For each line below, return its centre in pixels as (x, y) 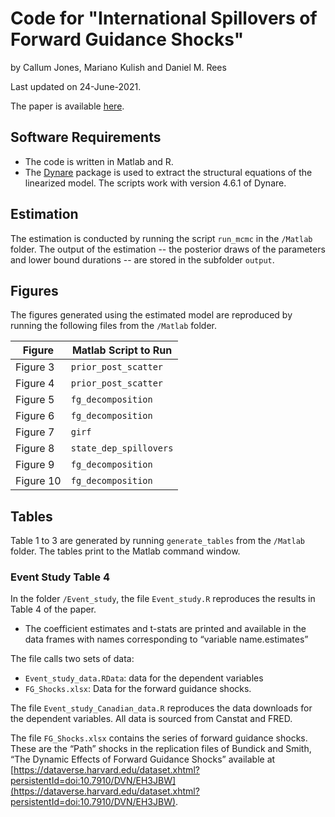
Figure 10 (38, 481)
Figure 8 (35, 449)
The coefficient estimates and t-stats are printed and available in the (165, 629)
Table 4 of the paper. (53, 609)
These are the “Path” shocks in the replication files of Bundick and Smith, (161, 749)
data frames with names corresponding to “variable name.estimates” (166, 639)
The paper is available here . (67, 106)
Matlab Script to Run (122, 350)
